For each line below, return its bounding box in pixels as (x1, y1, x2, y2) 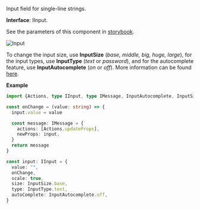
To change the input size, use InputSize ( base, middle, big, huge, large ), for (6, 51, 192, 58)
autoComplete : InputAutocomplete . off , (11, 192, 108, 198)
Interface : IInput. (6, 17, 48, 23)
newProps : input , (17, 131, 60, 138)
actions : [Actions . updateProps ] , (17, 126, 100, 132)
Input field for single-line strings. (6, 5, 86, 12)
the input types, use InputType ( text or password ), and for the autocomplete (6, 58, 194, 64)
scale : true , (11, 175, 44, 181)
